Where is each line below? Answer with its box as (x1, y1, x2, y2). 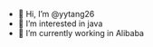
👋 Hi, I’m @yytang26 (17, 9, 95, 19)
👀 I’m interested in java (17, 18, 103, 29)
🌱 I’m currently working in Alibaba (17, 28, 145, 38)
